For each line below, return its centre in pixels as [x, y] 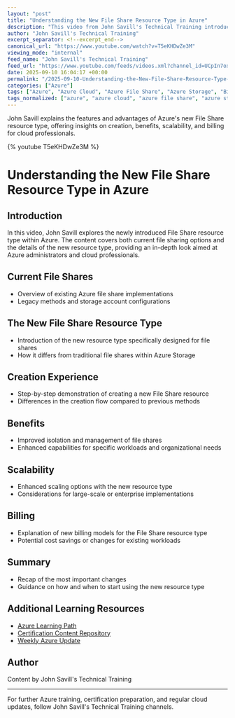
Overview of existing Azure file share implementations [95, 294]
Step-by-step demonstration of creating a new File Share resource [113, 394]
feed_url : [22, 66]
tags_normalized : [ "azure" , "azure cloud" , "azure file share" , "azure [114, 99]
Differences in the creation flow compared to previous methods [109, 401]
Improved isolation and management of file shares [90, 440]
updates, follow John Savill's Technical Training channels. [91, 707]
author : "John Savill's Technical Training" [73, 33]
